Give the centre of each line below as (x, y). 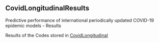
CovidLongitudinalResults (47, 8)
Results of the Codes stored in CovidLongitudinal (57, 35)
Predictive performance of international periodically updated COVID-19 (80, 20)
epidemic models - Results (33, 25)
